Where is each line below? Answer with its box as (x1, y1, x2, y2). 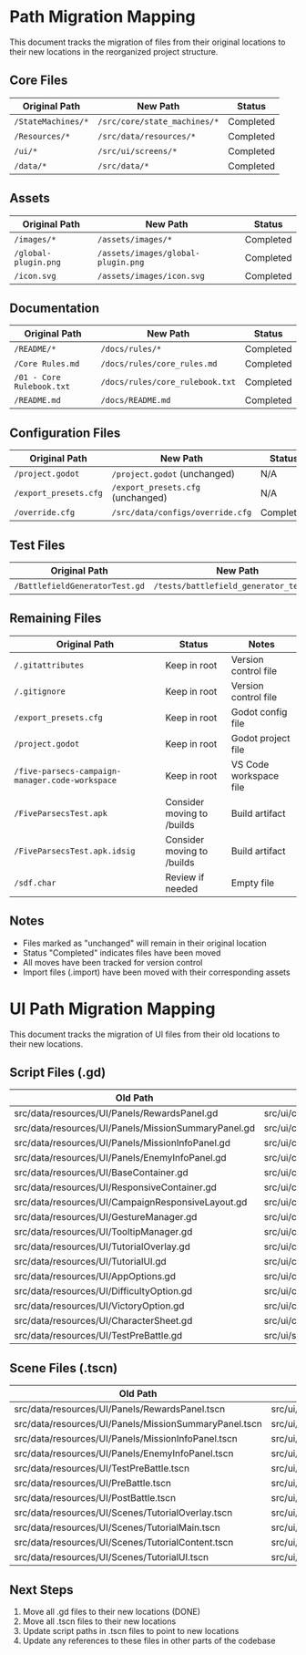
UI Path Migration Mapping (9, 998, 216, 1019)
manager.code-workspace (14, 775, 117, 785)
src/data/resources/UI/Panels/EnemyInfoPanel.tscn (14, 1447, 234, 1460)
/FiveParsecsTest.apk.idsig (14, 845, 136, 856)
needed (165, 882, 199, 895)
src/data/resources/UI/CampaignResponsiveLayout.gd (14, 1196, 248, 1209)
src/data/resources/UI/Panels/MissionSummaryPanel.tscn (14, 1418, 262, 1431)
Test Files (9, 537, 66, 553)
